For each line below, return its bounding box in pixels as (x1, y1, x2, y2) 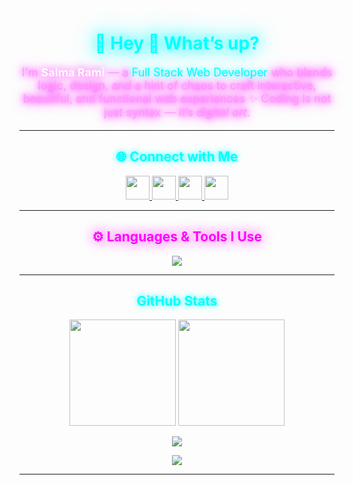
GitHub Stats (136, 292, 218, 309)
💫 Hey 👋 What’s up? (94, 32, 260, 55)
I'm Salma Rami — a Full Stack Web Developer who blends (21, 65, 333, 79)
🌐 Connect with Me (115, 148, 239, 166)
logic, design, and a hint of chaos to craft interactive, (37, 78, 317, 92)
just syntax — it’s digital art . (103, 105, 251, 119)
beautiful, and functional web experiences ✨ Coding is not (22, 91, 332, 106)
